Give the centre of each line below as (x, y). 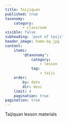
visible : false (20, 32)
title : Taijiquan (23, 10)
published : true (21, 14)
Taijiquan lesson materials (31, 114)
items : (20, 50)
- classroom (35, 28)
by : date (31, 82)
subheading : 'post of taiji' (34, 37)
